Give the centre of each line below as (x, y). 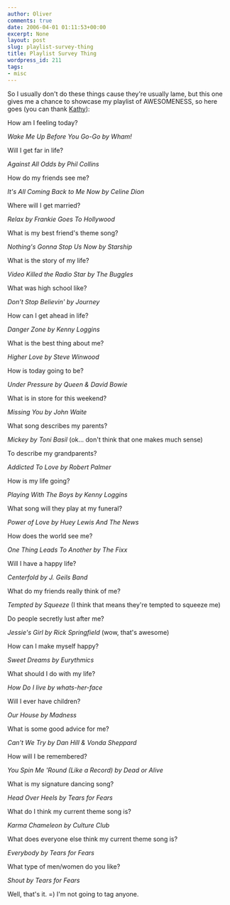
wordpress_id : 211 (34, 60)
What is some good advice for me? (59, 729)
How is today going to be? (45, 370)
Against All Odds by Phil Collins (53, 164)
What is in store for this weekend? (57, 398)
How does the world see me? (50, 536)
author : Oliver (30, 14)
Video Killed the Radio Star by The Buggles (70, 274)
